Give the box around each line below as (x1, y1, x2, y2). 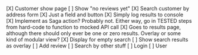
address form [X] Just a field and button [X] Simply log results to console (6, 11, 184, 18)
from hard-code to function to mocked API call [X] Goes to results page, (6, 23, 181, 30)
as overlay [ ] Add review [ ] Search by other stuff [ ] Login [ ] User (6, 42, 167, 49)
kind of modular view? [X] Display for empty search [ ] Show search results (6, 36, 189, 43)
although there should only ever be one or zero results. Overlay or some (6, 30, 181, 37)
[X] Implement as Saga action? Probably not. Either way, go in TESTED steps (6, 18, 192, 24)
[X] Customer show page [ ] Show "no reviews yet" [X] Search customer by (6, 5, 190, 12)
